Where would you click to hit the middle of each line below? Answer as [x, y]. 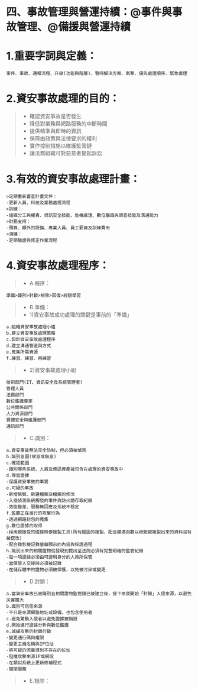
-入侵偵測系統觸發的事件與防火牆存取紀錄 [49, 500]
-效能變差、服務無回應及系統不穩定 [43, 507]
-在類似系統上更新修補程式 [34, 663]
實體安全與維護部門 [26, 420]
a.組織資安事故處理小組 [31, 327]
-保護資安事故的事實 [27, 482]
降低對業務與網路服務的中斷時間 [68, 124]
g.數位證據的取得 [24, 526]
